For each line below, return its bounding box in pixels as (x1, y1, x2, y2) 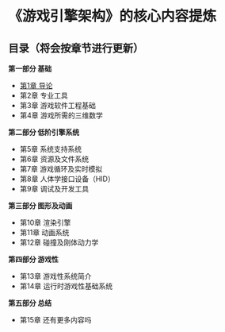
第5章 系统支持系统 (19, 145, 82, 153)
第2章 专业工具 (19, 91, 69, 100)
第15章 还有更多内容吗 (19, 315, 92, 324)
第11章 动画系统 (19, 228, 70, 237)
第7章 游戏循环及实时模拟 (19, 164, 103, 173)
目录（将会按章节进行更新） (8, 41, 144, 55)
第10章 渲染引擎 (19, 218, 71, 227)
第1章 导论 (19, 81, 53, 90)
